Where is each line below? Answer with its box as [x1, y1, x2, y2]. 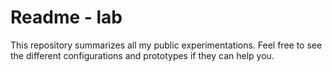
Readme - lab [10, 6, 123, 29]
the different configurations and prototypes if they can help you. [10, 49, 275, 61]
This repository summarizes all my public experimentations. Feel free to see [10, 39, 323, 51]
